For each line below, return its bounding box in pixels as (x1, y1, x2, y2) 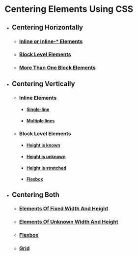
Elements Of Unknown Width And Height (19, 219, 118, 225)
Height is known (26, 142, 60, 148)
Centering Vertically (11, 79, 75, 88)
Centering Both (11, 190, 60, 199)
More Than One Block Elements (19, 64, 96, 71)
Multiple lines (26, 117, 55, 124)
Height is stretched (26, 165, 67, 171)
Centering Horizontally (11, 23, 83, 32)
